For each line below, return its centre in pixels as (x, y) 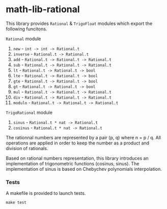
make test (16, 203)
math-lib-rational (43, 9)
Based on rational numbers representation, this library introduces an (77, 158)
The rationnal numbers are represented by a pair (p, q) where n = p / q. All (83, 137)
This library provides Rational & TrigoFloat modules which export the (79, 23)
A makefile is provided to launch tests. (46, 193)
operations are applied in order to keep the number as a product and (78, 143)
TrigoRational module (29, 112)
